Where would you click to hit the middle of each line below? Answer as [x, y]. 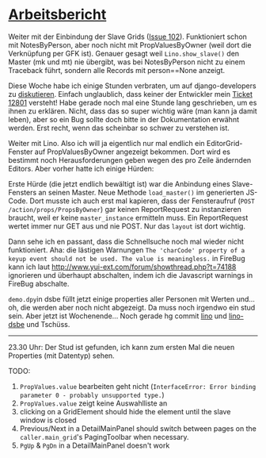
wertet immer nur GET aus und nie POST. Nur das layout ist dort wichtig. [127, 226]
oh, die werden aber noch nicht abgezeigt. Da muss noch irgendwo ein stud [132, 307]
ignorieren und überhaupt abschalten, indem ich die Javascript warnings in [131, 275]
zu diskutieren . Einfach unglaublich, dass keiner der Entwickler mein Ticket [131, 94]
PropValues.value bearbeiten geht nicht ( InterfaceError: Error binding [138, 386]
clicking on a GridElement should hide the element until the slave [125, 411]
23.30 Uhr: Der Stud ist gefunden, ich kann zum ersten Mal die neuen [122, 347]
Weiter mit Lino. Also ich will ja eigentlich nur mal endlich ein [106, 143]
